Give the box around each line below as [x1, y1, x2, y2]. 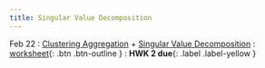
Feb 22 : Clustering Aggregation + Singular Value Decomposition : [9, 38, 256, 49]
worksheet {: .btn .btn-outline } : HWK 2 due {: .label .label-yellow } [9, 47, 257, 59]
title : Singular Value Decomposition [9, 13, 152, 23]
